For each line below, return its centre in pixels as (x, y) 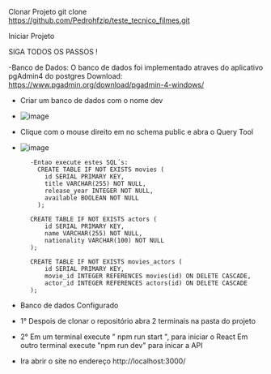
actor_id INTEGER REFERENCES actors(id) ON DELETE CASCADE (146, 283)
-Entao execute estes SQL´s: (79, 162)
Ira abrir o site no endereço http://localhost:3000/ (103, 361)
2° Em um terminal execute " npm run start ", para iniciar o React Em (134, 337)
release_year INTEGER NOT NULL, (99, 191)
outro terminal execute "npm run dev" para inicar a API (111, 345)
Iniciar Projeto (32, 36)
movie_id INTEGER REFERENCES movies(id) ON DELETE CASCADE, (148, 276)
